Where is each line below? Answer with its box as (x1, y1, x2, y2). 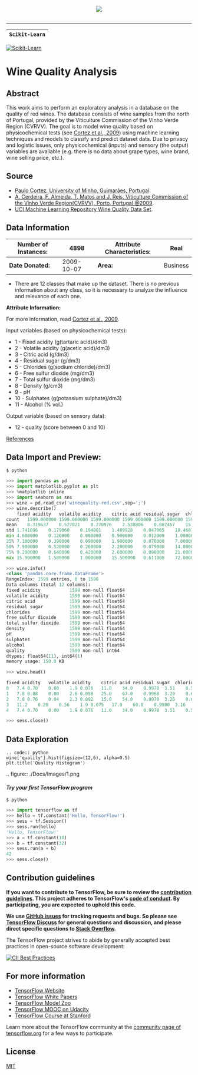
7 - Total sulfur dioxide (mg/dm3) (14, 375, 95, 382)
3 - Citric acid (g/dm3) (14, 351, 70, 358)
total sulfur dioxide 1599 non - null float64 (6, 620, 126, 626)
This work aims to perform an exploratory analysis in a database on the (6, 104, 179, 111)
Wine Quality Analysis (6, 65, 117, 78)
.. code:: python (6, 750, 49, 756)
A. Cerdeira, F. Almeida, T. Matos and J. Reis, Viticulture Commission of (14, 193, 189, 200)
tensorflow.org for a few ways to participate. (6, 1030, 114, 1037)
